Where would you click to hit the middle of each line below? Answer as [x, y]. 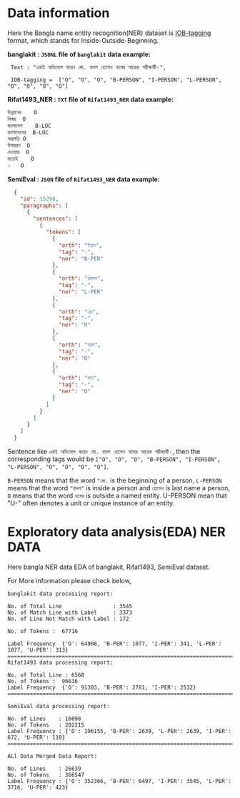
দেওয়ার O [19, 152]
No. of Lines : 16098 [44, 719]
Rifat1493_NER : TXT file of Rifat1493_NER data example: [90, 99]
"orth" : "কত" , [79, 378]
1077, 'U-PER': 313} [38, 650]
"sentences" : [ [56, 219]
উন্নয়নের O [22, 112]
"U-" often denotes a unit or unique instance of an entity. [91, 503]
